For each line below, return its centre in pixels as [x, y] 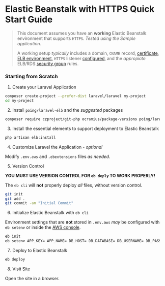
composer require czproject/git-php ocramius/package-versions [71, 119]
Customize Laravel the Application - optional [57, 147]
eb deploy [15, 259]
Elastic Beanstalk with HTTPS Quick [80, 9]
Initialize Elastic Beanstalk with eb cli [50, 213]
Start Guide [29, 19]
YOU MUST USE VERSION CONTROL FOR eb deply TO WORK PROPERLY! [80, 175]
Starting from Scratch [31, 76]
